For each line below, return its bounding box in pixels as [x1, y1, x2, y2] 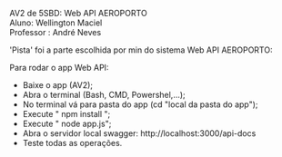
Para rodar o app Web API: [9, 63, 109, 73]
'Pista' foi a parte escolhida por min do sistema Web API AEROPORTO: [9, 44, 273, 55]
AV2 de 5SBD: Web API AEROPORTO [9, 8, 147, 18]
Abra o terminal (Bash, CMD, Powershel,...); [22, 90, 186, 100]
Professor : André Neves [9, 27, 102, 37]
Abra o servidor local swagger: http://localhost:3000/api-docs [22, 128, 257, 139]
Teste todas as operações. [22, 138, 123, 148]
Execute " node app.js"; [22, 118, 112, 129]
